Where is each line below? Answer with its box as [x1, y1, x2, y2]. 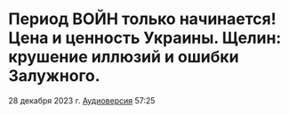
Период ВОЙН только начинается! [8, 9, 277, 29]
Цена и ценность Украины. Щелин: [8, 28, 282, 48]
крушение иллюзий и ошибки [8, 47, 239, 67]
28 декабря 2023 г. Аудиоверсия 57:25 [8, 94, 156, 106]
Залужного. [8, 66, 100, 86]
